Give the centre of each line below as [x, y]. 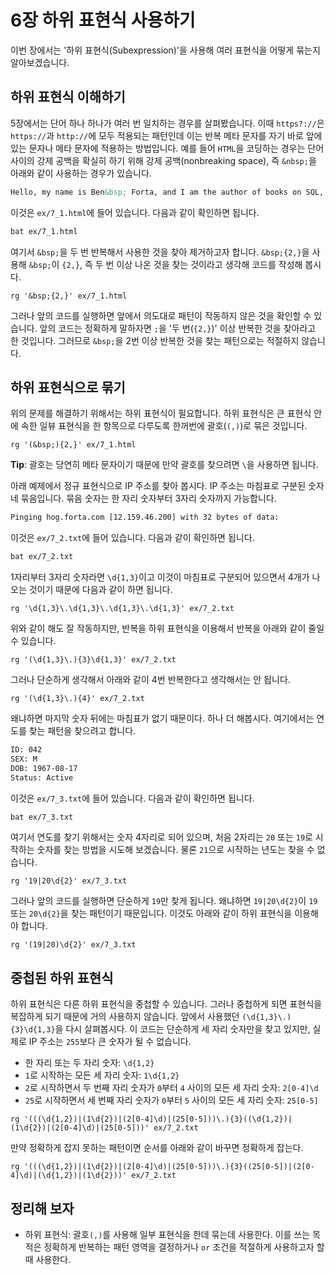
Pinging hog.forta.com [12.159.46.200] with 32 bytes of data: [145, 517]
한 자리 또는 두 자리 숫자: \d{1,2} [89, 1063]
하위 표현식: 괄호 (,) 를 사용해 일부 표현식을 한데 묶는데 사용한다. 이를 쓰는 [167, 1235]
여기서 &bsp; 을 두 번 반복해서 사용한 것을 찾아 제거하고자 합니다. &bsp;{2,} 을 [160, 252]
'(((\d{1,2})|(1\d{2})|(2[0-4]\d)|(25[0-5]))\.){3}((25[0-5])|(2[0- [169, 1167]
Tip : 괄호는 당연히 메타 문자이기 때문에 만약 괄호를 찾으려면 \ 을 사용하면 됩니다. [164, 465]
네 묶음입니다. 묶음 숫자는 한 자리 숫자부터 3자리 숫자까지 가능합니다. [143, 498]
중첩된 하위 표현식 [62, 977]
